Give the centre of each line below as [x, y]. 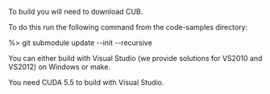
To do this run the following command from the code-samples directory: [128, 27]
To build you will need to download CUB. [76, 12]
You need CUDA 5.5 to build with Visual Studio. [86, 82]
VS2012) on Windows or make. [60, 67]
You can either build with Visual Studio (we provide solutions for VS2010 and [135, 58]
